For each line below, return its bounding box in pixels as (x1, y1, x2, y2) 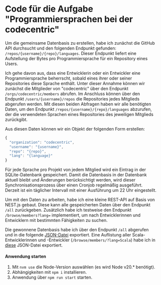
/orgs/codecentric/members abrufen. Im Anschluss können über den (5, 91, 140, 97)
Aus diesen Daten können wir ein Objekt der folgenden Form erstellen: (5, 126, 145, 132)
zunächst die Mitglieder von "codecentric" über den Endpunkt (5, 85, 129, 91)
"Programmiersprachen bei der (5, 14, 133, 25)
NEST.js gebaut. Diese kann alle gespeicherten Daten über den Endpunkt (5, 202, 151, 208)
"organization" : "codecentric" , (9, 140, 75, 145)
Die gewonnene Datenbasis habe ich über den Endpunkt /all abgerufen (5, 227, 149, 233)
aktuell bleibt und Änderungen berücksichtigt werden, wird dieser (5, 177, 136, 183)
